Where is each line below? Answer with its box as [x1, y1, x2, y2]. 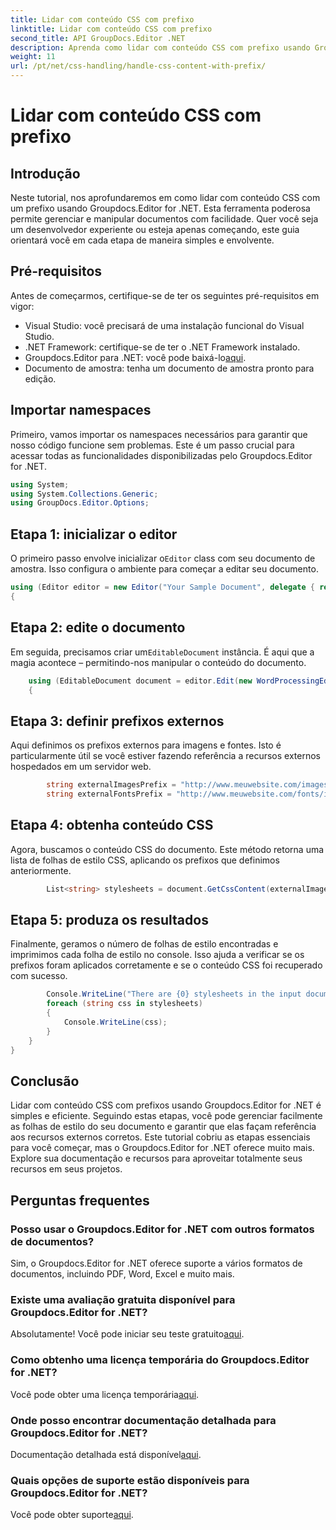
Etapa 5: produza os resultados [10, 912, 209, 929]
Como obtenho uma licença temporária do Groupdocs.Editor [10, 1353, 310, 1367]
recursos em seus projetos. [10, 1163, 123, 1175]
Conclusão [10, 1072, 80, 1090]
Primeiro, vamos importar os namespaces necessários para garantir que [10, 428, 308, 440]
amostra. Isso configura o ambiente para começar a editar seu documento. [10, 563, 319, 575]
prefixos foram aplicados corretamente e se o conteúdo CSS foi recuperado [10, 959, 323, 971]
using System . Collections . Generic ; [10, 489, 159, 499]
